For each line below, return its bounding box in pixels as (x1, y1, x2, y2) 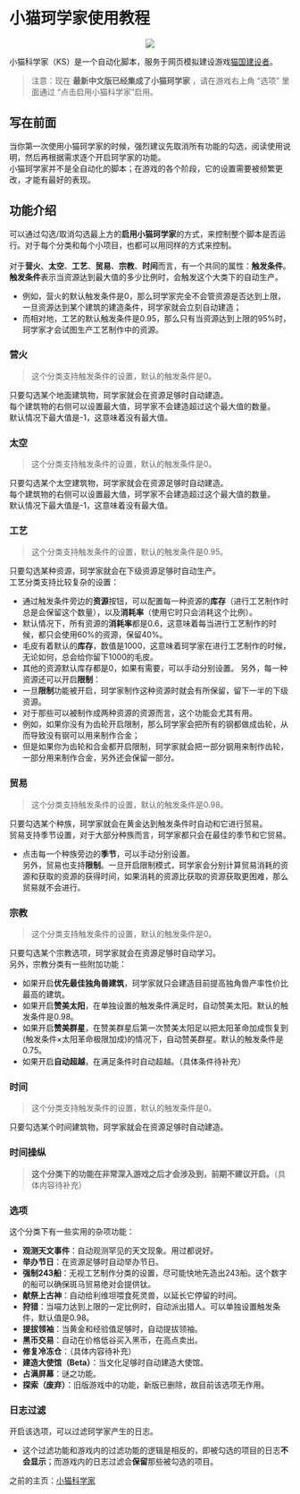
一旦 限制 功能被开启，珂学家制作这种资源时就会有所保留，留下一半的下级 (21, 686, 288, 696)
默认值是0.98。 (37, 1312, 95, 1323)
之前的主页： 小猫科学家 (9, 1475, 96, 1486)
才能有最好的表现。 (24, 174, 96, 184)
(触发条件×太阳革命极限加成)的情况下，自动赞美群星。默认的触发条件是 (21, 1034, 284, 1045)
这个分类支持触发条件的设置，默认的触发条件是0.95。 (30, 547, 229, 558)
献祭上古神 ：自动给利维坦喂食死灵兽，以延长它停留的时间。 (21, 1290, 242, 1301)
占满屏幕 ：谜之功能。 (21, 1368, 101, 1379)
